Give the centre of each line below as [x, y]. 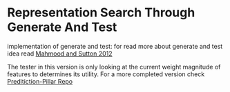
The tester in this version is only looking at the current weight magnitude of [114, 67]
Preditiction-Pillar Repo [40, 81]
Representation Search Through [101, 13]
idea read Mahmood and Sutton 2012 [60, 54]
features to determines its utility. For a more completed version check [106, 74]
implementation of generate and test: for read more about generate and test [115, 46]
